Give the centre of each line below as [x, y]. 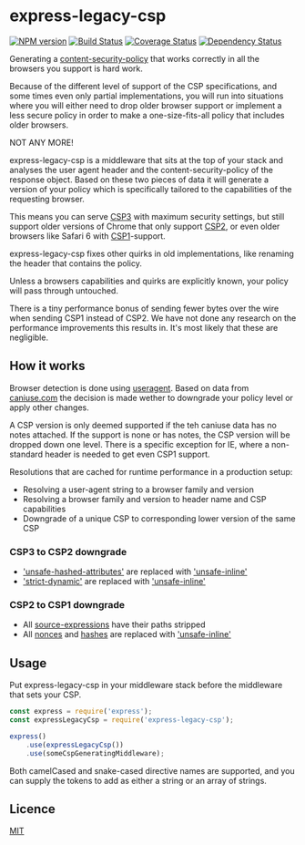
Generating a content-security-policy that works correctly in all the [135, 58]
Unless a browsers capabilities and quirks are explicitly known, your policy [149, 281]
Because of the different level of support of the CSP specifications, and [143, 86]
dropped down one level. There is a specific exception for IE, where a [140, 444]
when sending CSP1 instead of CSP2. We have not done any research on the [153, 318]
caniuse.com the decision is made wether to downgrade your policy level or [152, 397]
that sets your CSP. [46, 695]
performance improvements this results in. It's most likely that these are [144, 327]
